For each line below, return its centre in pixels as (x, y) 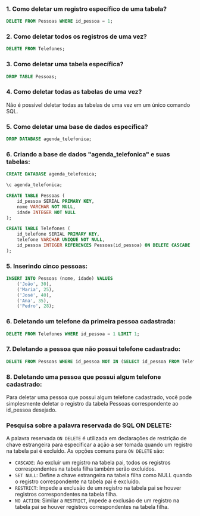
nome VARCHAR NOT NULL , (46, 207)
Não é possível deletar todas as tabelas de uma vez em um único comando (98, 105)
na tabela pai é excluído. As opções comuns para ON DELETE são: (85, 451)
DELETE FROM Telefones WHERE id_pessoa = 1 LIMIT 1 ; (73, 334)
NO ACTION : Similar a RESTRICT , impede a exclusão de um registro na (97, 500)
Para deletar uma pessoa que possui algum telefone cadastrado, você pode (99, 397)
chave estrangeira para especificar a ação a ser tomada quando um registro (99, 445)
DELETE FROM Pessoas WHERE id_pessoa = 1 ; (60, 21)
